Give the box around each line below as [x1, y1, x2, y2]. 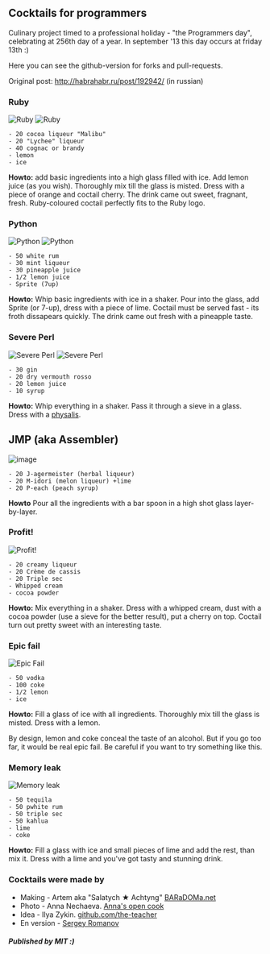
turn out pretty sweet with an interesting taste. [8, 620, 163, 629]
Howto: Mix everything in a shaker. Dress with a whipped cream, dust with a [8, 603, 262, 612]
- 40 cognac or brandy [8, 144, 85, 152]
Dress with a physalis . [8, 409, 81, 419]
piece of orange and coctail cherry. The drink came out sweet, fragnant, [8, 189, 248, 200]
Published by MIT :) [8, 936, 75, 946]
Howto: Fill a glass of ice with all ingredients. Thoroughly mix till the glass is [8, 709, 260, 720]
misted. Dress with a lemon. [8, 718, 101, 728]
